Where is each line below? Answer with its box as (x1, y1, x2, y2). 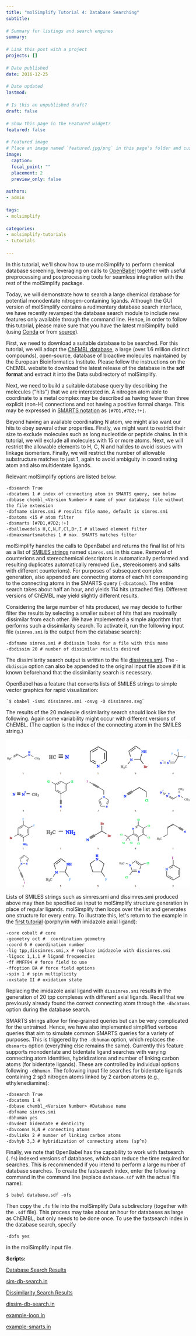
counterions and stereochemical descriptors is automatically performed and (6, 554, 188, 561)
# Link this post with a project (6, 47, 87, 53)
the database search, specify (6, 1221, 76, 1228)
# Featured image (6, 139, 48, 145)
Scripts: (6, 1255, 26, 1262)
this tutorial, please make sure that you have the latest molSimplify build (6, 322, 179, 329)
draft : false (6, 108, 38, 114)
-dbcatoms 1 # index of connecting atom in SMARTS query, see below (6, 491, 176, 497)
